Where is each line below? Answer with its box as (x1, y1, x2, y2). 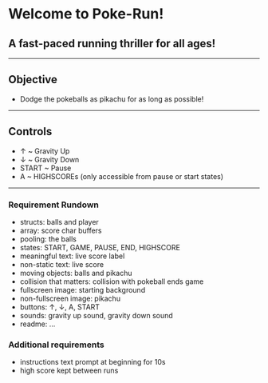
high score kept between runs (19, 365, 119, 376)
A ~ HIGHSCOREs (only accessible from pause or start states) (19, 171, 224, 181)
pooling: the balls (19, 233, 77, 244)
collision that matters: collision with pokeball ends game (19, 277, 204, 286)
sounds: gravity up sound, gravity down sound (19, 310, 173, 320)
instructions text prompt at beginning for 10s (19, 357, 166, 367)
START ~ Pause (19, 163, 72, 173)
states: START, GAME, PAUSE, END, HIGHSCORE (19, 242, 181, 252)
